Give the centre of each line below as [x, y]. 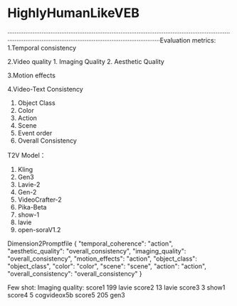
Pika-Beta [32, 207]
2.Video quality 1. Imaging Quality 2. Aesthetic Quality [86, 61]
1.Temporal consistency [42, 48]
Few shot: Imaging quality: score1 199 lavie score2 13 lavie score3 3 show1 [116, 287]
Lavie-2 [29, 184]
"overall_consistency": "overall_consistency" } [75, 273]
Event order [35, 133]
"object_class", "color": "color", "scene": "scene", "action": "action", [107, 266]
